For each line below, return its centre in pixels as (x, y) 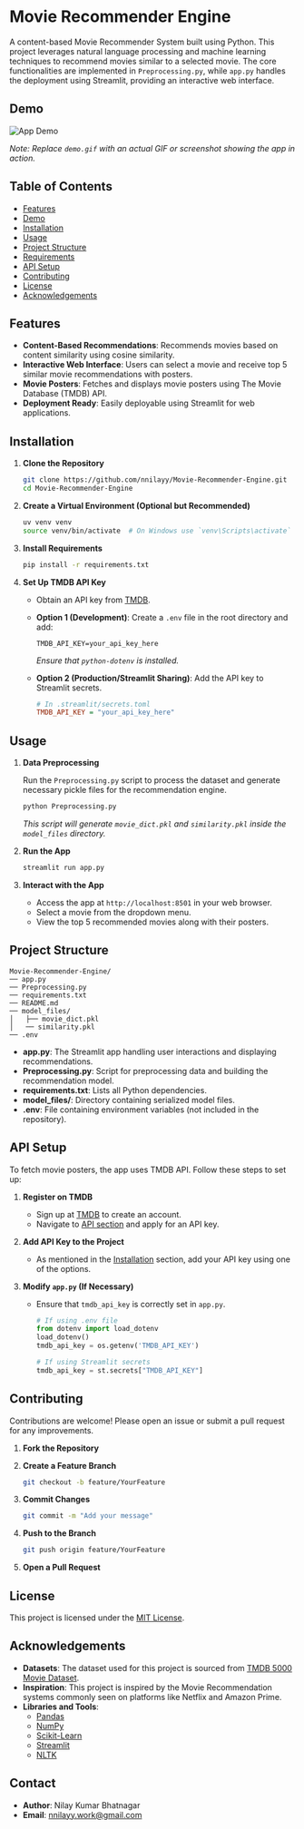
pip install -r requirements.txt (86, 564)
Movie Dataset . (51, 1677)
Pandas (50, 1716)
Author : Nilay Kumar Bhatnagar (81, 1805)
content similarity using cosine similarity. (98, 355)
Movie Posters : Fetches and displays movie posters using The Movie (152, 384)
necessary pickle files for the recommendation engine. (124, 790)
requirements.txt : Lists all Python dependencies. (114, 1090)
